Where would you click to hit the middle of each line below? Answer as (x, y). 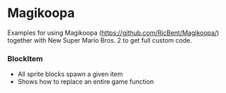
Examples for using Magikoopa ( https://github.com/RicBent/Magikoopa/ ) (113, 33)
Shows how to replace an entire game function (86, 82)
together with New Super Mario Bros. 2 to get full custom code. (100, 40)
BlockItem (25, 58)
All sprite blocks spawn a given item (70, 74)
